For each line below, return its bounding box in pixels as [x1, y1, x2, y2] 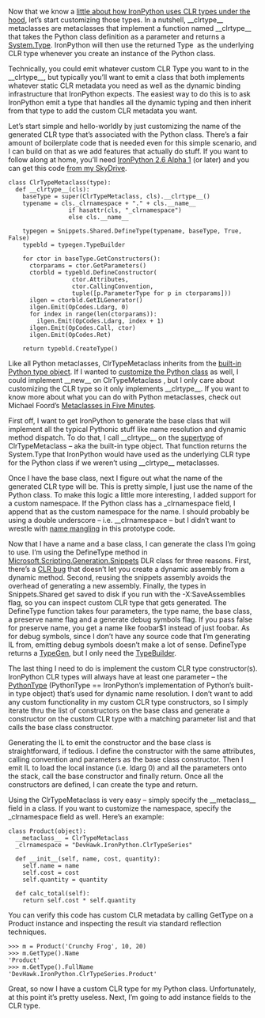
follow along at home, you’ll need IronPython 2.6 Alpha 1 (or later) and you [8, 155, 250, 165]
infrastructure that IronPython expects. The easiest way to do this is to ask [8, 89, 251, 98]
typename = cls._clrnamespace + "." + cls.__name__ [22, 199, 196, 207]
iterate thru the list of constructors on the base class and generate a [8, 706, 230, 715]
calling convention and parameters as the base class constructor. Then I [8, 755, 244, 764]
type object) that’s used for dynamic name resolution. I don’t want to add [15, 689, 253, 698]
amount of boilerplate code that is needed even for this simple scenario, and [8, 138, 257, 147]
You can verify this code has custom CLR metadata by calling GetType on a [8, 910, 254, 920]
